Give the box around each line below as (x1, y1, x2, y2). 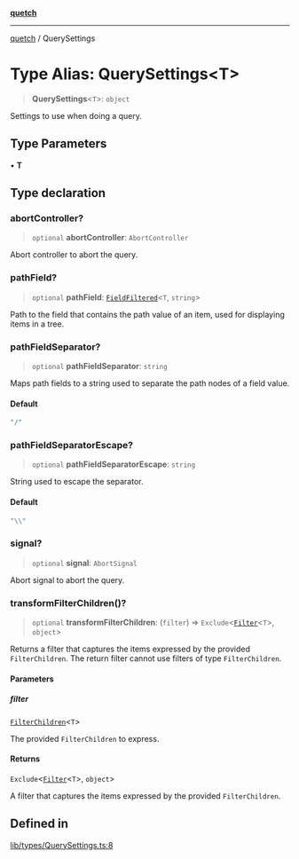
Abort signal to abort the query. (10, 574, 125, 585)
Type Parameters (10, 137, 107, 152)
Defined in (10, 816, 69, 831)
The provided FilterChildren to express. (10, 733, 160, 744)
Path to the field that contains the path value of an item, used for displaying (10, 309, 285, 319)
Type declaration (10, 185, 106, 201)
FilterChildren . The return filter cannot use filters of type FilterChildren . (10, 653, 282, 664)
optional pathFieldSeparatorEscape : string (31, 459, 196, 469)
